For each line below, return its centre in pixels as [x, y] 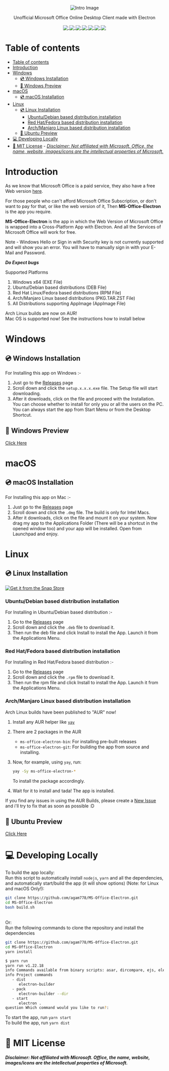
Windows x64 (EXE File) [37, 282]
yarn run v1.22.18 [24, 965]
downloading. [27, 393]
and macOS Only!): [25, 889]
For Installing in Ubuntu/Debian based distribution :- [59, 612]
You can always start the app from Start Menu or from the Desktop [81, 410]
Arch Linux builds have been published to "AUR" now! [61, 712]
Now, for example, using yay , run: [47, 762]
